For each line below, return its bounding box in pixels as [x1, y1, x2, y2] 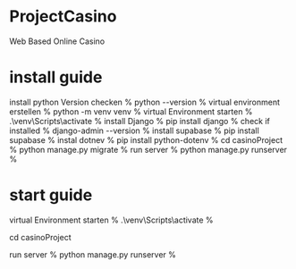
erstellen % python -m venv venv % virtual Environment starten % [9, 105, 253, 117]
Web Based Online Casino [9, 36, 106, 46]
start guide [9, 185, 93, 206]
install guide [9, 67, 103, 88]
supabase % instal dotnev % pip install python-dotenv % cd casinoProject [9, 134, 283, 145]
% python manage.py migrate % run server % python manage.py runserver [9, 144, 288, 155]
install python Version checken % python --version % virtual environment [9, 97, 280, 107]
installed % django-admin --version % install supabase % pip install [9, 125, 259, 136]
